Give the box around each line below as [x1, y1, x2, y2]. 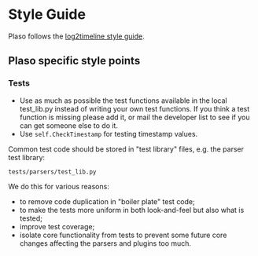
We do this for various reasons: [8, 181, 110, 191]
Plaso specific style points [8, 54, 141, 68]
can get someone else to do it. [19, 120, 118, 130]
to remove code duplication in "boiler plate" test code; [19, 196, 195, 206]
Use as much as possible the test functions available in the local [19, 96, 227, 105]
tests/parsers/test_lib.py [8, 167, 97, 176]
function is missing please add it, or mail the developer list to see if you [19, 112, 250, 122]
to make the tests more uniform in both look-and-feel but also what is [19, 205, 245, 214]
